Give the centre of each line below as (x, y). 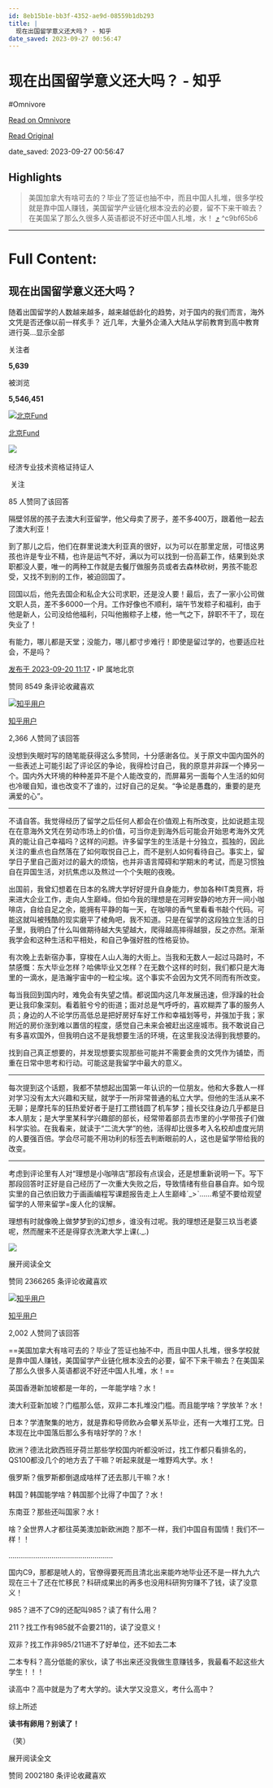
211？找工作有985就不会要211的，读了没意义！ (86, 1627)
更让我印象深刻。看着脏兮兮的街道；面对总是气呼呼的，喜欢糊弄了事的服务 (133, 1005)
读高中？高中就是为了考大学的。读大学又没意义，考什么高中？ (112, 1689)
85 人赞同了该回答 (39, 501)
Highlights (35, 177)
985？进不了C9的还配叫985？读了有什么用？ (83, 1610)
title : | (23, 24)
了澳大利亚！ (30, 529)
